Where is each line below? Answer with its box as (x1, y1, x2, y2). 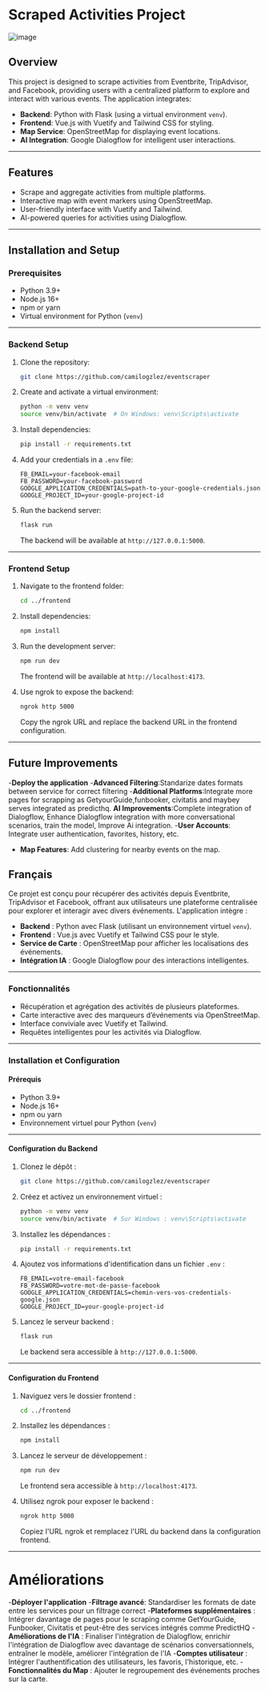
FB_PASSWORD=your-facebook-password (19, 478, 143, 486)
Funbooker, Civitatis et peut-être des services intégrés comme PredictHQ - (8, 1623, 256, 1632)
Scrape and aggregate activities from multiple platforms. (19, 187, 207, 197)
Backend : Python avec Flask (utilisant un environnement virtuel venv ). (19, 922, 252, 931)
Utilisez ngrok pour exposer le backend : (19, 1497, 154, 1506)
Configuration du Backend (8, 1144, 98, 1154)
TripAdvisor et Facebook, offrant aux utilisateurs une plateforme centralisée (8, 898, 258, 907)
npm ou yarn (19, 1110, 62, 1119)
